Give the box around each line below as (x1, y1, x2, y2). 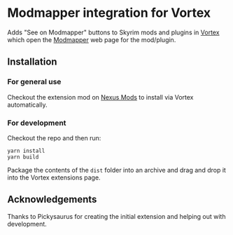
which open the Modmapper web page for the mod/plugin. (7, 35, 176, 43)
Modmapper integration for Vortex (7, 5, 211, 21)
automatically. (7, 100, 48, 109)
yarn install (7, 147, 45, 154)
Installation (7, 56, 57, 68)
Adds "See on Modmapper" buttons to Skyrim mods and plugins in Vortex (7, 28, 220, 36)
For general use (7, 77, 62, 87)
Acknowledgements (7, 194, 97, 206)
